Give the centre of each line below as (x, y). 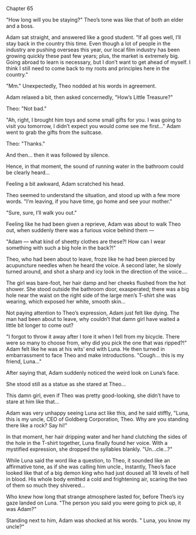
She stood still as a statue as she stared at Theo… (66, 384)
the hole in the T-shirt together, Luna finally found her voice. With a (87, 443)
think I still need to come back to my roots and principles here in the (88, 68)
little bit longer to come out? (40, 325)
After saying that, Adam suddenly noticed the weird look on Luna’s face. (93, 373)
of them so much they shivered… (46, 485)
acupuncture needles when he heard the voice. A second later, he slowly (94, 265)
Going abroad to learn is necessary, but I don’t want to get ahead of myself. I (98, 62)
